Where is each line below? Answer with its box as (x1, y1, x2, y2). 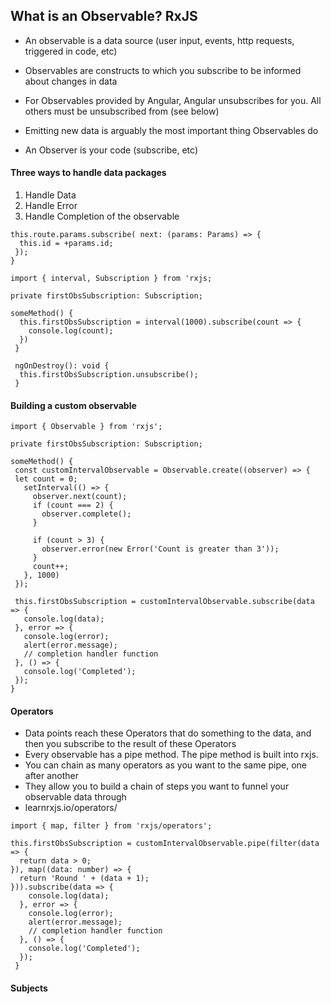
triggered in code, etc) (24, 45, 118, 57)
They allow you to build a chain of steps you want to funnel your (24, 780, 290, 793)
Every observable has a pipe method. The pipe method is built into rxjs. (24, 749, 319, 761)
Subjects (10, 982, 48, 994)
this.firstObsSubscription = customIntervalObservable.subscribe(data (14, 597, 315, 607)
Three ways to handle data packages (10, 167, 167, 179)
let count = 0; (14, 474, 78, 484)
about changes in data (24, 75, 118, 87)
